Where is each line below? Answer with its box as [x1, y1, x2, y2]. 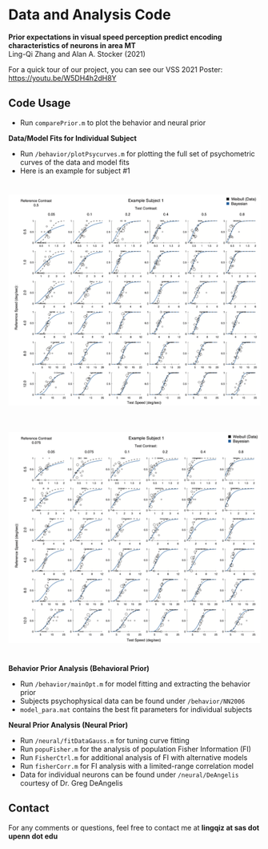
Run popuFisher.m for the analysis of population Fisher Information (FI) [19, 744, 252, 754]
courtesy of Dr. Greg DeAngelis [19, 778, 123, 787]
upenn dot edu [8, 831, 58, 841]
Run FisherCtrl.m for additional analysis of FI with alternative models [19, 752, 248, 762]
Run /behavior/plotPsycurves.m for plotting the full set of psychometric [19, 148, 256, 158]
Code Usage [8, 96, 71, 110]
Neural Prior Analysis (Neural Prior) [8, 720, 129, 730]
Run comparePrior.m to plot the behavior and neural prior [19, 118, 206, 127]
